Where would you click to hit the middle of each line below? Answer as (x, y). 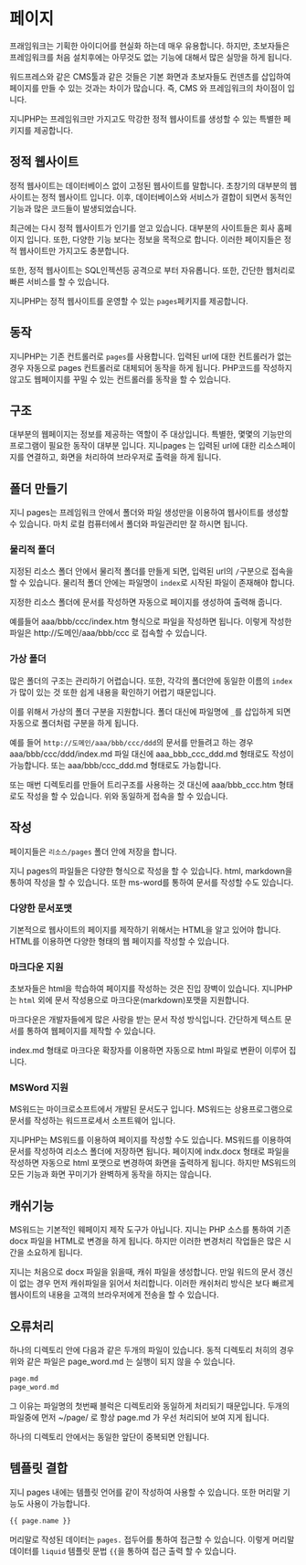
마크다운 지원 (37, 967)
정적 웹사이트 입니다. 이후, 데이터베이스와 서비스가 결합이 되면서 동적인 (166, 196)
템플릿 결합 (39, 1469)
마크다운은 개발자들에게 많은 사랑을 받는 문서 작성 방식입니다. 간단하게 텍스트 (146, 1020)
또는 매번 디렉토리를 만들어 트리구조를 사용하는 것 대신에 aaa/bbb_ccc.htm (143, 784)
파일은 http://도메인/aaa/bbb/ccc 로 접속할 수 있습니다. (108, 633)
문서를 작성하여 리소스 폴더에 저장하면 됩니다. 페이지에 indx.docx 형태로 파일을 (150, 1151)
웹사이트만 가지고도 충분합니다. (74, 250)
